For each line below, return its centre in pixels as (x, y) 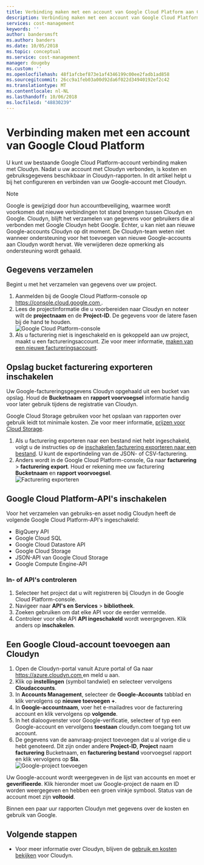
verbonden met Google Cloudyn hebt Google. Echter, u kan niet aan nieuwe (101, 225)
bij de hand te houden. (43, 322)
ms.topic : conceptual (34, 52)
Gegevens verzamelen (50, 269)
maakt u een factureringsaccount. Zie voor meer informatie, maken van (104, 341)
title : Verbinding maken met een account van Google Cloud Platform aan (100, 12)
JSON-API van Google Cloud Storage (61, 557)
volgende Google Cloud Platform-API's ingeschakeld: (73, 520)
